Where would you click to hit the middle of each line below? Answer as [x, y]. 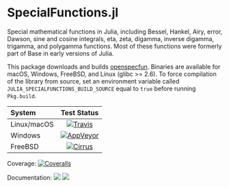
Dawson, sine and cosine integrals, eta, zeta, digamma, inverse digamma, [110, 38]
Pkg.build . [22, 96]
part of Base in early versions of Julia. [60, 53]
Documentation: [30, 177]
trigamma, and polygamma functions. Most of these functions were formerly [114, 46]
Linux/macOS [32, 124]
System [23, 112]
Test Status [80, 112]
